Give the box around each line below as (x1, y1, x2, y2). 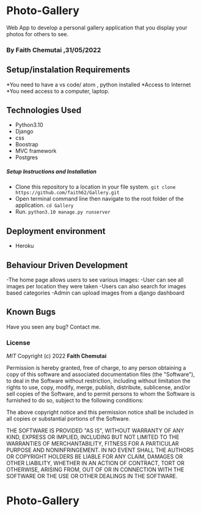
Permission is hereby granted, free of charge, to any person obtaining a (6, 364, 186, 372)
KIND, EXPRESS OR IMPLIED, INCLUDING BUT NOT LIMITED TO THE (6, 433, 180, 441)
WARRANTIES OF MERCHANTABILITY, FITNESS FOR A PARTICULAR (6, 440, 179, 447)
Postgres (15, 154, 38, 161)
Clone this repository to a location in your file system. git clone (15, 183, 176, 190)
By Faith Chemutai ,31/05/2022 (6, 45, 101, 54)
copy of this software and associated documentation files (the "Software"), (6, 371, 196, 378)
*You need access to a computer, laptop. (6, 87, 110, 95)
